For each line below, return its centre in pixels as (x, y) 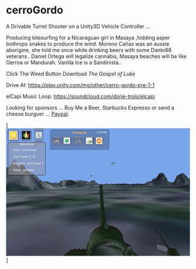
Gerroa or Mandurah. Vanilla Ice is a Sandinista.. (64, 62)
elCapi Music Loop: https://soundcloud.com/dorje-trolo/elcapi (81, 96)
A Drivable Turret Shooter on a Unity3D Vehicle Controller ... (78, 26)
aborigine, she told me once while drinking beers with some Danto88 (89, 50)
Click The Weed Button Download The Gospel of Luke (71, 74)
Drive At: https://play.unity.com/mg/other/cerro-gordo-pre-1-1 (80, 85)
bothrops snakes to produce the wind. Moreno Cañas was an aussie (88, 44)
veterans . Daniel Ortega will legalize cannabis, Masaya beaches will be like (97, 56)
